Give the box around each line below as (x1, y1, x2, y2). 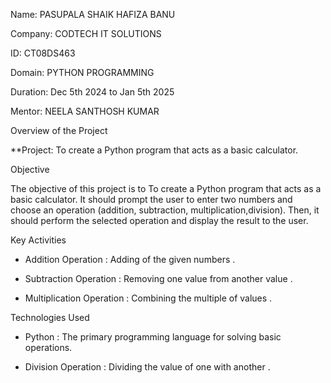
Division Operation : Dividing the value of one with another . (24, 361, 271, 373)
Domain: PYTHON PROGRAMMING (10, 67, 155, 78)
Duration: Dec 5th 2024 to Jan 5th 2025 (10, 86, 175, 98)
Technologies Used (10, 312, 90, 323)
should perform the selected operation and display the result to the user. (10, 215, 309, 226)
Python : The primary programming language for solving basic (24, 331, 282, 343)
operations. (24, 342, 73, 353)
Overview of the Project (10, 125, 108, 136)
